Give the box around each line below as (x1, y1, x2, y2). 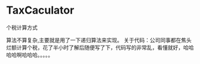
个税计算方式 (6, 24, 37, 31)
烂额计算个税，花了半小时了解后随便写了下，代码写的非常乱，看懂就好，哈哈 (6, 44, 194, 51)
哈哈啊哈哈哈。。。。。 (6, 51, 54, 58)
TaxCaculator (6, 4, 74, 17)
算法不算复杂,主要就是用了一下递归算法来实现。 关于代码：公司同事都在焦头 (6, 36, 192, 43)
